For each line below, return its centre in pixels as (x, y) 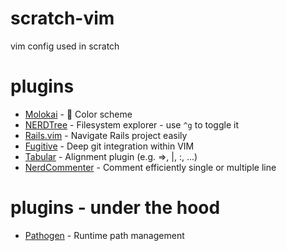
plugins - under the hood (115, 208)
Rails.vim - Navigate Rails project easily (106, 135)
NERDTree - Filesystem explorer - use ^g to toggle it (131, 124)
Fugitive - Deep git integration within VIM (109, 146)
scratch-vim (62, 18)
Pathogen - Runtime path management (104, 235)
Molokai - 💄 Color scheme (78, 114)
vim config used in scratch (65, 46)
